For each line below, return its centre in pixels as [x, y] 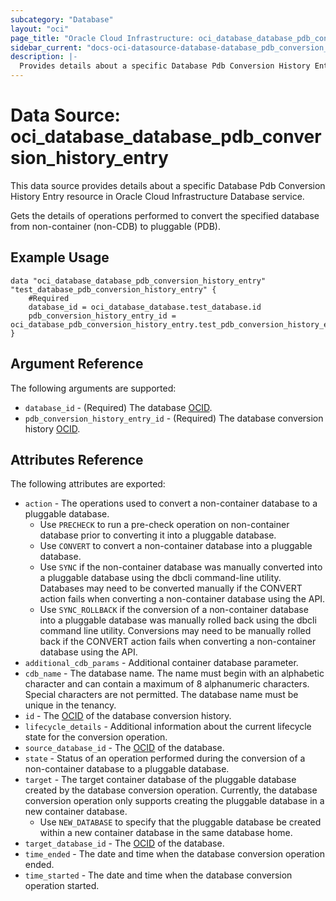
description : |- [44, 57]
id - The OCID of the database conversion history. [128, 716]
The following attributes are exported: [88, 484]
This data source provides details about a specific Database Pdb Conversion [168, 185]
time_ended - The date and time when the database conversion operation [174, 854]
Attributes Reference [77, 459]
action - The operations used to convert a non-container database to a [171, 503]
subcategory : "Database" [62, 19]
